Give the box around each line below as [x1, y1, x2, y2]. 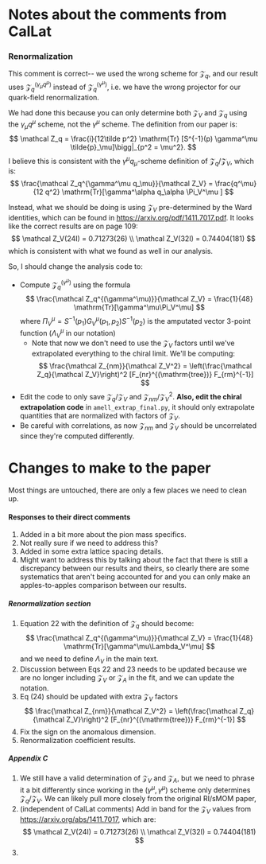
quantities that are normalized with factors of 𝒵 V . [19, 411, 180, 422]
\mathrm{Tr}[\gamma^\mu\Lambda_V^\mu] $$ [63, 642, 216, 652]
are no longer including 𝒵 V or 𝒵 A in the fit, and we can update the [19, 672, 235, 684]
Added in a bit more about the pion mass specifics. [19, 530, 187, 539]
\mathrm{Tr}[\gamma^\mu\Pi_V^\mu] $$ [73, 302, 205, 312]
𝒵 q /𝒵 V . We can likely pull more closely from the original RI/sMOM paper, [19, 793, 256, 805]
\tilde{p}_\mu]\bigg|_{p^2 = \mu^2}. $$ [70, 142, 197, 152]
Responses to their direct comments [8, 512, 131, 522]
